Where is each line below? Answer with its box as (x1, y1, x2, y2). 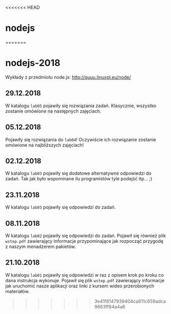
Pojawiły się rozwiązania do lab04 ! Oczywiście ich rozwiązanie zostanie (5, 136, 156, 142)
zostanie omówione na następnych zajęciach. (5, 108, 101, 114)
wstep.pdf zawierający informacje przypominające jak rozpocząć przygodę (5, 238, 164, 244)
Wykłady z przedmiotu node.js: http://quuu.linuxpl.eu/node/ (5, 74, 131, 80)
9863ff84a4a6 (94, 303, 125, 309)
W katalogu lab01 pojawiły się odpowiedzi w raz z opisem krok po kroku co (5, 271, 164, 278)
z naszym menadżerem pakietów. (5, 243, 76, 249)
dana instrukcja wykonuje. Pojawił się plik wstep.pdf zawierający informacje (5, 277, 165, 283)
